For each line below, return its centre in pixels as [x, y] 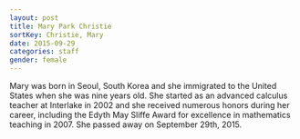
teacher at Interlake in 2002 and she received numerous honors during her [150, 105]
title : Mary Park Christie [61, 26]
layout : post [34, 18]
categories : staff [44, 52]
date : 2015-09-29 [42, 43]
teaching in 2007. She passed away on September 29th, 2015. [126, 124]
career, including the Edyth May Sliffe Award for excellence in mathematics [150, 115]
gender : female [38, 60]
